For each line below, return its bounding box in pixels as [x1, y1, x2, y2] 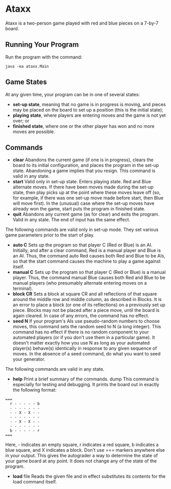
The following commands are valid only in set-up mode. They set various [5, 226, 159, 233]
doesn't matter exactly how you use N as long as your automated [12, 340, 150, 346]
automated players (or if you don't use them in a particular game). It [12, 334, 155, 341]
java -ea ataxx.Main [5, 63, 50, 69]
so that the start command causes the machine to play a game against [12, 258, 161, 264]
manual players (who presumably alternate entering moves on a [12, 280, 147, 286]
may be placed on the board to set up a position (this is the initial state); [12, 107, 163, 113]
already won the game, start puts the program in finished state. [12, 206, 145, 212]
